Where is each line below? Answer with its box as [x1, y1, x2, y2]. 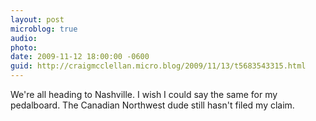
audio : [10, 33, 38, 43]
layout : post [10, 14, 65, 25]
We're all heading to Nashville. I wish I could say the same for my [10, 89, 278, 100]
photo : [10, 42, 38, 53]
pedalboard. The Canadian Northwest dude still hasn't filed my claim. [10, 99, 295, 111]
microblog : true [10, 24, 78, 34]
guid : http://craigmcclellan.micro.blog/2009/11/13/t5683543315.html [10, 61, 307, 71]
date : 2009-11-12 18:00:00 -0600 [10, 52, 150, 62]
